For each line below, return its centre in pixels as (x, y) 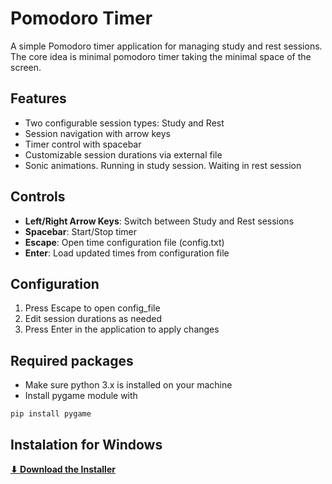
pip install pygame (51, 414)
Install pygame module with (81, 396)
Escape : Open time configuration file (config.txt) (124, 242)
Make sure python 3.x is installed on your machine (128, 385)
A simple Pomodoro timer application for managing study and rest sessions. (166, 46)
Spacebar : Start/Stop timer (80, 231)
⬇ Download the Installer (63, 469)
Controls (38, 197)
